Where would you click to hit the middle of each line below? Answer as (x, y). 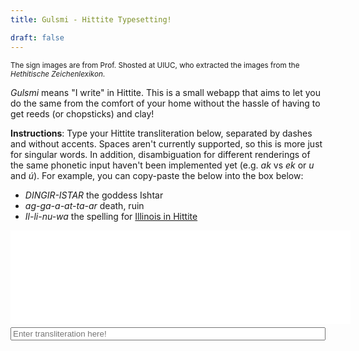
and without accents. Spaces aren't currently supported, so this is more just (166, 143)
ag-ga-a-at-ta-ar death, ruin (84, 205)
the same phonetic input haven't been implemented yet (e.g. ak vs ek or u (162, 165)
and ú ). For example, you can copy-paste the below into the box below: (157, 175)
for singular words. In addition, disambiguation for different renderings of (160, 154)
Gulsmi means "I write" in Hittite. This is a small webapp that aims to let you (165, 92)
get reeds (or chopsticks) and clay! (82, 113)
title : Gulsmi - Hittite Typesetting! (91, 19)
